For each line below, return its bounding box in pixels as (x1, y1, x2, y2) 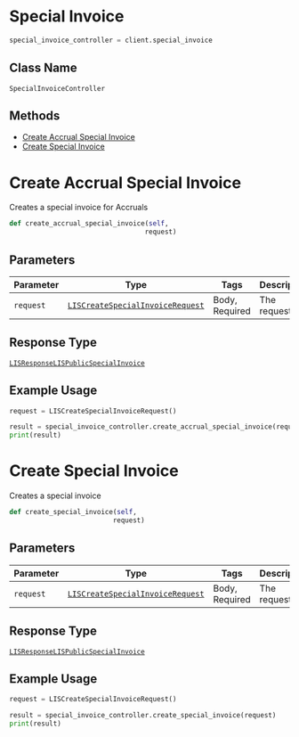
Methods (9, 109, 61, 124)
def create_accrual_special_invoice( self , (9, 219, 169, 228)
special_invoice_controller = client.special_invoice (9, 36, 214, 45)
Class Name (9, 61, 77, 76)
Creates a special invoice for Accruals (9, 202, 149, 213)
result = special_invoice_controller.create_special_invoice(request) (9, 711, 277, 720)
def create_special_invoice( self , (9, 508, 138, 517)
